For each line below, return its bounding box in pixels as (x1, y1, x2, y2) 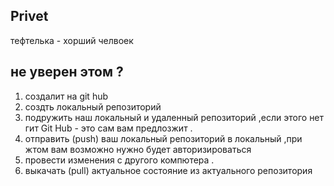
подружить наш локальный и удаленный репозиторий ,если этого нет (24, 111, 325, 123)
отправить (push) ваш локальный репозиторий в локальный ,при (24, 132, 303, 144)
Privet (10, 8, 49, 25)
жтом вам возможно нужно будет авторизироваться (24, 143, 252, 155)
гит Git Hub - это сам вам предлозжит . (24, 122, 193, 134)
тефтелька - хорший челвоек (10, 34, 134, 46)
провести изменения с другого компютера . (24, 154, 215, 166)
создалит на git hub (24, 90, 109, 102)
